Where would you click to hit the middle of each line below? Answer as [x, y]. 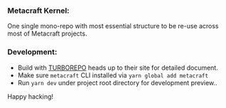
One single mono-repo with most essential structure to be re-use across [113, 26]
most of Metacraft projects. [47, 33]
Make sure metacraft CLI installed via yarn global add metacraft [113, 75]
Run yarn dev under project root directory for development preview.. [118, 82]
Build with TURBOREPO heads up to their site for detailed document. [118, 67]
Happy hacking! [31, 96]
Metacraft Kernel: [38, 11]
